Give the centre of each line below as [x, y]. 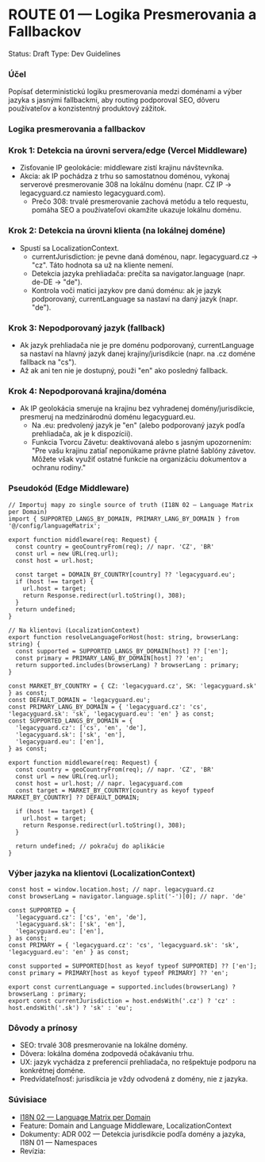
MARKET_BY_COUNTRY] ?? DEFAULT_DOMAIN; [74, 797]
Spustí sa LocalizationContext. [69, 248]
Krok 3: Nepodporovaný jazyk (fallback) [86, 328]
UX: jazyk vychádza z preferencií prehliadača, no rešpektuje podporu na [138, 1062]
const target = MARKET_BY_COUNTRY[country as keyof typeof [115, 790]
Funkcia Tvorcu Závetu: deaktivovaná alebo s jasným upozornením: [142, 443]
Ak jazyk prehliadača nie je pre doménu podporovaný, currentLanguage [137, 345]
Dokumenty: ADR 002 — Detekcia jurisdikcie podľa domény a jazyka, [132, 1134]
